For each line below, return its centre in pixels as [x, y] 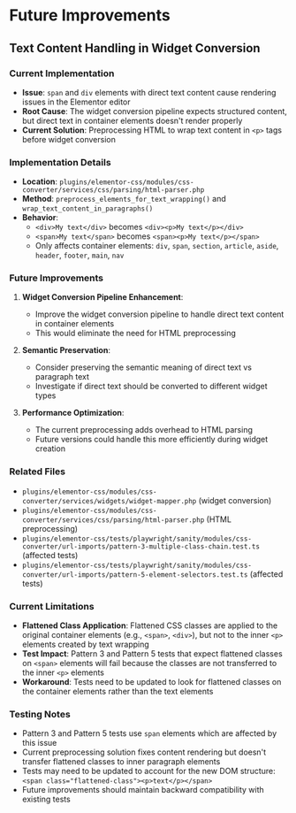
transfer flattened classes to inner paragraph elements [121, 762]
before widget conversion [69, 139]
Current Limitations [52, 606]
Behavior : [40, 218]
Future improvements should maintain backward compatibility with [143, 790]
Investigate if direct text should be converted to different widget [151, 387]
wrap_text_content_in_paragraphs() [87, 209]
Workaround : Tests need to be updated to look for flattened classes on [152, 682]
